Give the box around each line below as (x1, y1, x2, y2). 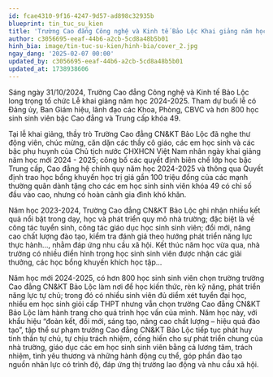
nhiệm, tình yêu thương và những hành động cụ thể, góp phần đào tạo (8, 351, 243, 361)
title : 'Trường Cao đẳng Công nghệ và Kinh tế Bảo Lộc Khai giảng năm (8, 27, 253, 35)
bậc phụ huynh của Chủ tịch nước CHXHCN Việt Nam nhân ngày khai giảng (8, 146, 262, 156)
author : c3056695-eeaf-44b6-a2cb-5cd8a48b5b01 (8, 34, 169, 43)
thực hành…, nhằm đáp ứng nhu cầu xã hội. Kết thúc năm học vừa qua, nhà (8, 239, 260, 249)
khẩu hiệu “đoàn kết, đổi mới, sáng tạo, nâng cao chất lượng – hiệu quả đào (8, 316, 261, 326)
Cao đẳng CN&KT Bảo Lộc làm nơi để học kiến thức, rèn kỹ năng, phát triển (8, 282, 261, 292)
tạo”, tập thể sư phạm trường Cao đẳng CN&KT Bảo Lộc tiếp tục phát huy (8, 325, 253, 335)
